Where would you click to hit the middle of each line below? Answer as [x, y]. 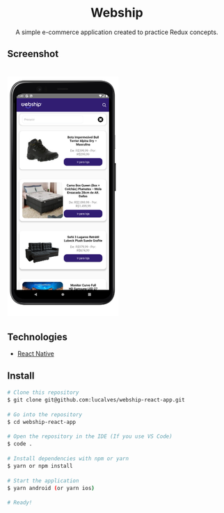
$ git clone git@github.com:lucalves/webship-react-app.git [96, 400]
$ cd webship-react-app [42, 422]
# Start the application [43, 481]
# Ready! [20, 503]
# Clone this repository [43, 393]
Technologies [38, 337]
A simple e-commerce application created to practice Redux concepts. [117, 32]
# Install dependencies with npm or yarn [68, 459]
